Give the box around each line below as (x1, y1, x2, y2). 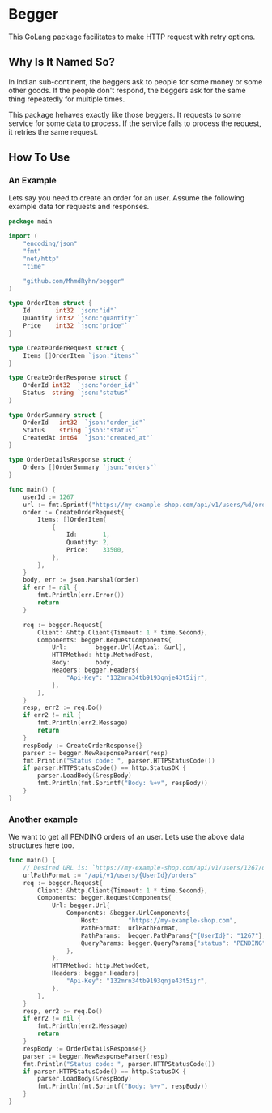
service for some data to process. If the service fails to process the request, (8, 118, 261, 128)
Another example (8, 813, 79, 824)
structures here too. (8, 840, 74, 850)
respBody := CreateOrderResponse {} (23, 741, 143, 750)
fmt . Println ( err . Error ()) (37, 591, 125, 599)
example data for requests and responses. (8, 202, 150, 212)
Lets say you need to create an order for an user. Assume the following (8, 193, 245, 203)
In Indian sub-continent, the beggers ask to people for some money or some (8, 76, 263, 86)
